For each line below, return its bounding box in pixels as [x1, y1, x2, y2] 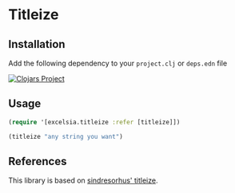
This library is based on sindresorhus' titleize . [8, 175, 158, 185]
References [8, 154, 67, 168]
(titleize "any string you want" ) [8, 132, 124, 140]
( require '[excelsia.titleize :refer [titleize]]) [8, 118, 181, 126]
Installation [8, 37, 66, 51]
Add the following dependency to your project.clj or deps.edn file [8, 58, 228, 68]
